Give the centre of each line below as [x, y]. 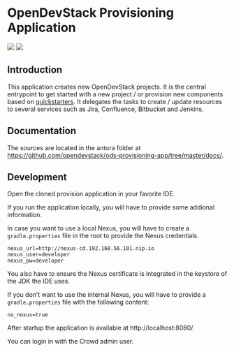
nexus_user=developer [39, 255]
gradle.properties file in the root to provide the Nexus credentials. [103, 236]
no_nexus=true [28, 315]
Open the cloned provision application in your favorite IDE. [91, 194]
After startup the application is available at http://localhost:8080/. [101, 328]
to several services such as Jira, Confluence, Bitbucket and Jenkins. [105, 109]
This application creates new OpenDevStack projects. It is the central [107, 87]
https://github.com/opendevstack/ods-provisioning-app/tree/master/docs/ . [116, 155]
